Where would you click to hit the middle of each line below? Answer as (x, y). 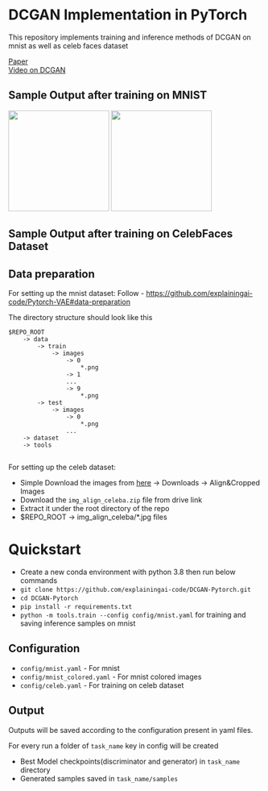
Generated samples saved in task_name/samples (99, 778)
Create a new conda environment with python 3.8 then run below (128, 572)
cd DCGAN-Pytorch (49, 598)
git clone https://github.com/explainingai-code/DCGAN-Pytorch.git (135, 589)
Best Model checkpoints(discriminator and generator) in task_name (130, 761)
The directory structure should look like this (80, 317)
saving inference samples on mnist (78, 623)
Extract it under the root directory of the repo (95, 508)
